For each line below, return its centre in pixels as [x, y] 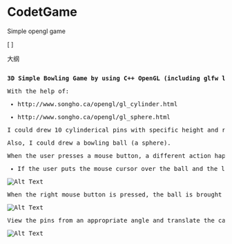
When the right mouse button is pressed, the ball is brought [115, 194]
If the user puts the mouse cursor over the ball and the [117, 169]
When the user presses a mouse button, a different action [109, 155]
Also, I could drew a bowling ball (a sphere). [89, 143]
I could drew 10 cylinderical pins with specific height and [113, 130]
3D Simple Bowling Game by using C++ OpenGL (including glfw [113, 78]
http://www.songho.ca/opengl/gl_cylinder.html [97, 104]
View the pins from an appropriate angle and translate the [111, 220]
